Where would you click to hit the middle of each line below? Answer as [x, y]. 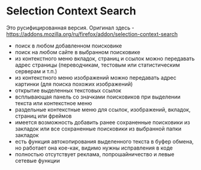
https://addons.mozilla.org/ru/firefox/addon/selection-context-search [92, 34]
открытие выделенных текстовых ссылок [68, 90]
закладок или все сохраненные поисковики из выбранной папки [98, 129]
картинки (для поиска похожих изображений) [74, 84]
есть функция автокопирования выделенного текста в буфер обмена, [104, 141]
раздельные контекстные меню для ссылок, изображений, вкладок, [103, 109]
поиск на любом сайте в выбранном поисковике [77, 52]
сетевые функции [37, 160]
